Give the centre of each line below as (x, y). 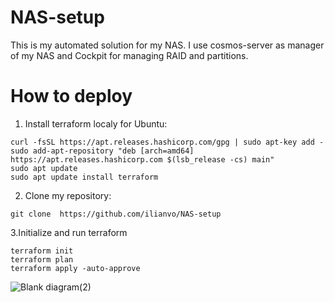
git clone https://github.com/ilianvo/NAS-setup (116, 214)
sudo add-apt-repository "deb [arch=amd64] (102, 151)
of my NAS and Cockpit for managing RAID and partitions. (129, 55)
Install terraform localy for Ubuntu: (96, 123)
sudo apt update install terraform (84, 177)
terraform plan (42, 259)
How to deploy (71, 96)
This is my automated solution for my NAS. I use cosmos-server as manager (167, 45)
